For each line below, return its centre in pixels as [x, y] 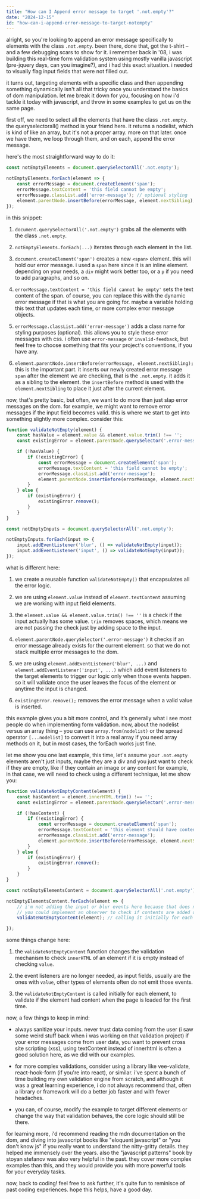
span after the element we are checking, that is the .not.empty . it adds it [102, 376]
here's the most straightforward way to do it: [61, 157]
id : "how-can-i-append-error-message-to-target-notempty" [79, 23]
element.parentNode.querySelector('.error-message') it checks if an [99, 639]
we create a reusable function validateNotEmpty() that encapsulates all [102, 579]
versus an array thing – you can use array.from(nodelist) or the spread [94, 730]
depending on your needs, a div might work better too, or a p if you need [104, 271]
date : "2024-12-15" [30, 17]
